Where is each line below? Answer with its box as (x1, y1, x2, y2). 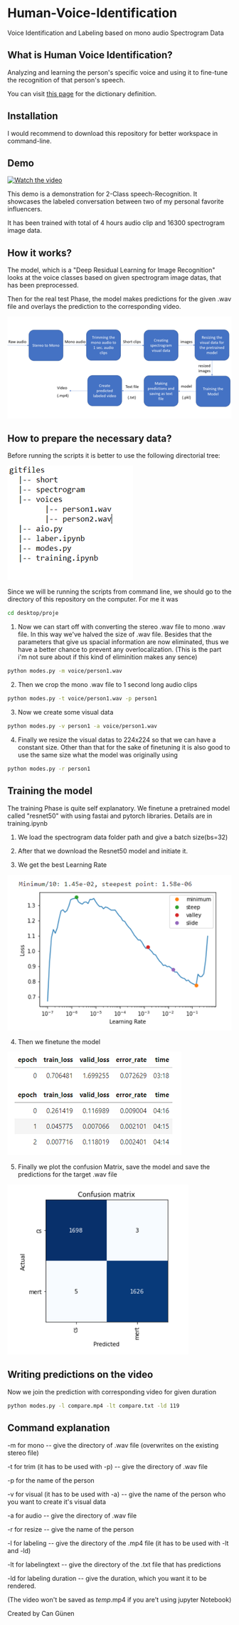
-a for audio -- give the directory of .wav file (7, 1511, 137, 1520)
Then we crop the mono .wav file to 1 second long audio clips (17, 680, 198, 689)
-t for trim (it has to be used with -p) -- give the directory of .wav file (7, 1462, 208, 1471)
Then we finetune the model (17, 1038, 101, 1046)
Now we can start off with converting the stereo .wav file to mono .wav (17, 623, 226, 631)
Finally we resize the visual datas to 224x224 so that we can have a (17, 735, 216, 744)
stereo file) (7, 1448, 39, 1457)
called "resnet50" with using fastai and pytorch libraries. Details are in (7, 811, 213, 820)
